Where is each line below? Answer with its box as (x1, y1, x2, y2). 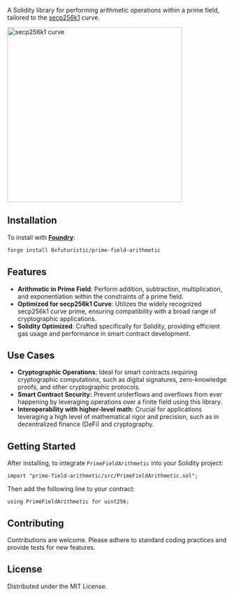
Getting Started (7, 440, 76, 452)
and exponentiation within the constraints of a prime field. (17, 292, 184, 300)
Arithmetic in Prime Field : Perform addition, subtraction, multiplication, (17, 285, 223, 293)
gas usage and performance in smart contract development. (17, 329, 191, 338)
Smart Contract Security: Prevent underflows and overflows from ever (17, 390, 222, 399)
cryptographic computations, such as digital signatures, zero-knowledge (17, 376, 227, 384)
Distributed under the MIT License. (7, 582, 108, 590)
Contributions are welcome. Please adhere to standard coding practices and (7, 535, 227, 544)
